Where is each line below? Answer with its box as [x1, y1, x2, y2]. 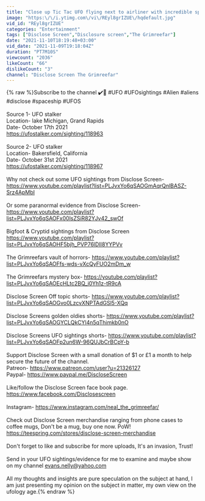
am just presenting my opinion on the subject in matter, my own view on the [6, 481, 196, 489]
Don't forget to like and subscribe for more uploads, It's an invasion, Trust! [6, 442, 193, 450]
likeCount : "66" [6, 60, 48, 66]
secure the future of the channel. [6, 358, 90, 365]
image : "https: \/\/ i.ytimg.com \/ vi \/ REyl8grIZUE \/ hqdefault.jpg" [6, 15, 176, 21]
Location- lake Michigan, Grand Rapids [6, 117, 104, 124]
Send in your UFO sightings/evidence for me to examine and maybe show [6, 456, 192, 463]
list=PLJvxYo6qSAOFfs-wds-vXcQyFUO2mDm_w [6, 260, 131, 268]
